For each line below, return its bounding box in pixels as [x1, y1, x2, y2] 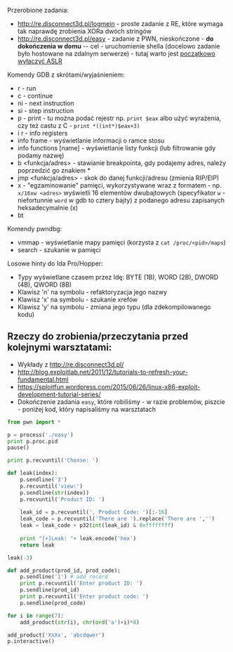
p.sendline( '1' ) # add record [20, 573, 109, 580]
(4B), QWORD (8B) [17, 280, 72, 289]
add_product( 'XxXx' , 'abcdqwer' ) [7, 632, 105, 639]
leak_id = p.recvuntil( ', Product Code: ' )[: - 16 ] [20, 509, 168, 516]
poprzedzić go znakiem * [17, 167, 91, 174]
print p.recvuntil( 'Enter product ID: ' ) [20, 580, 142, 587]
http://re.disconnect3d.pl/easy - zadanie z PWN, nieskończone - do [17, 34, 214, 43]
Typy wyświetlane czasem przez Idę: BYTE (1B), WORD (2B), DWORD [17, 273, 219, 281]
